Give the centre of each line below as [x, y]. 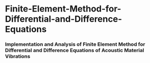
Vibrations [18, 56]
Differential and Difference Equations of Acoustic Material [75, 50]
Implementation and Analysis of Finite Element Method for [75, 44]
